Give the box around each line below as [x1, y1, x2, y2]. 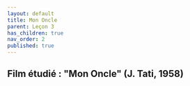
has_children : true [7, 29, 64, 37]
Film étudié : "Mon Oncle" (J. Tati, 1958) [7, 68, 184, 80]
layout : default [7, 10, 54, 17]
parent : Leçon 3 [7, 23, 54, 30]
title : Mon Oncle [7, 17, 58, 24]
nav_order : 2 [7, 36, 45, 43]
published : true [7, 42, 54, 49]
